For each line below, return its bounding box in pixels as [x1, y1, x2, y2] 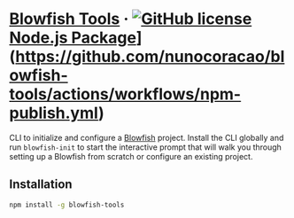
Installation [9, 177, 73, 192]
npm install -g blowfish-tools [9, 200, 125, 209]
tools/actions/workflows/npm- [9, 84, 242, 105]
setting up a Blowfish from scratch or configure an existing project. [9, 151, 253, 161]
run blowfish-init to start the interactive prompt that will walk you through [9, 142, 282, 152]
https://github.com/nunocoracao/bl [15, 47, 285, 66]
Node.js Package [9, 27, 137, 48]
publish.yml [9, 103, 99, 123]
